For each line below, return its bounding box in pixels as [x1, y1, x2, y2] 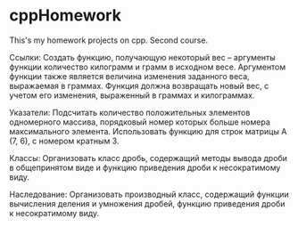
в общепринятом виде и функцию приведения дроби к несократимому [9, 162, 281, 173]
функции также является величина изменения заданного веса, [9, 70, 250, 81]
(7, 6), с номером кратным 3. [9, 135, 120, 146]
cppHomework [9, 5, 122, 26]
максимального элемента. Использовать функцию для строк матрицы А [9, 126, 287, 136]
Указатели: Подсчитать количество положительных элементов [9, 107, 251, 118]
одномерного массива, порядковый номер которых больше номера [9, 117, 270, 127]
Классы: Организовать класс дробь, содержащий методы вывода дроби [9, 152, 288, 163]
